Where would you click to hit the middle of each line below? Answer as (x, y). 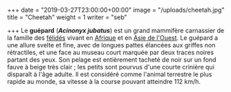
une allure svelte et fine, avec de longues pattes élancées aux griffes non (111, 45)
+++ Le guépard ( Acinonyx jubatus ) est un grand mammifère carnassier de (116, 31)
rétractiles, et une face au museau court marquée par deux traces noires (111, 52)
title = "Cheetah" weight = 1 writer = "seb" (67, 17)
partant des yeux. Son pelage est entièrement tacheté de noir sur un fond (112, 60)
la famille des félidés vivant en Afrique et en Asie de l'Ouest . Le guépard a (113, 38)
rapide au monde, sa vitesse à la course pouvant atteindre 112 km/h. (104, 81)
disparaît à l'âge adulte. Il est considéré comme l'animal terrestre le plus (110, 74)
